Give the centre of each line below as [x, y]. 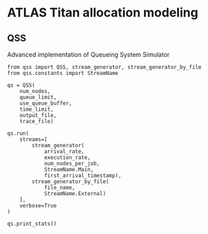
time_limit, [37, 109]
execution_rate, [67, 158]
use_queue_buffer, [46, 103]
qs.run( [18, 134]
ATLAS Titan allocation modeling [103, 13]
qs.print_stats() [32, 224]
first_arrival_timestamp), [83, 175]
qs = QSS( [21, 85]
